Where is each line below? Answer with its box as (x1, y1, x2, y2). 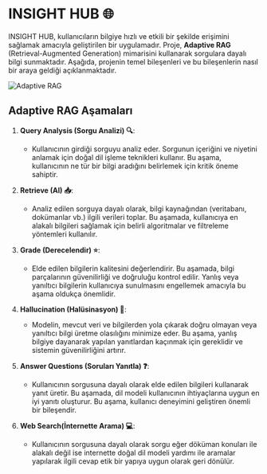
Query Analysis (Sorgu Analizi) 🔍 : (19, 125, 135, 135)
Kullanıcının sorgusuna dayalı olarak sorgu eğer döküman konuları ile (31, 439, 257, 449)
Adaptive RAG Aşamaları (8, 104, 133, 118)
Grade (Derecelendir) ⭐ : (19, 245, 101, 255)
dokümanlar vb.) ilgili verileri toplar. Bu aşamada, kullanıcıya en (31, 212, 239, 221)
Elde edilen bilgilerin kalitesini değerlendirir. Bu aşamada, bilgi (31, 264, 235, 273)
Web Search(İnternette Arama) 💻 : (19, 421, 135, 430)
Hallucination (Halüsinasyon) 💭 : (19, 304, 128, 314)
